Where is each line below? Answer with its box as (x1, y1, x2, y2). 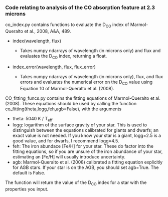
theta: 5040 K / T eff (12, 115, 53, 123)
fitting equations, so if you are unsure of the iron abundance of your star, (12, 148, 163, 154)
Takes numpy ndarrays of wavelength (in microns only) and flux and (20, 48, 161, 54)
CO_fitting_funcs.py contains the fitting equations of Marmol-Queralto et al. (5, 95, 160, 101)
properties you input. (5, 186, 49, 192)
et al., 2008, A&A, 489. (24, 28, 71, 34)
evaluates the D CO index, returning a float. (20, 53, 107, 60)
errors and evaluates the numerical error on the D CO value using (20, 79, 153, 86)
